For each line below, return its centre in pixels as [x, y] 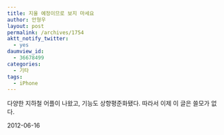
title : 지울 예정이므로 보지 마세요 [51, 13]
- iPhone [26, 83]
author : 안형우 [27, 20]
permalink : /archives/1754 [46, 32]
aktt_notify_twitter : [38, 39]
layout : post [26, 26]
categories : [24, 64]
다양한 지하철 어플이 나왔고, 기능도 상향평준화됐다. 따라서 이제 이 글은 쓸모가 [109, 104]
